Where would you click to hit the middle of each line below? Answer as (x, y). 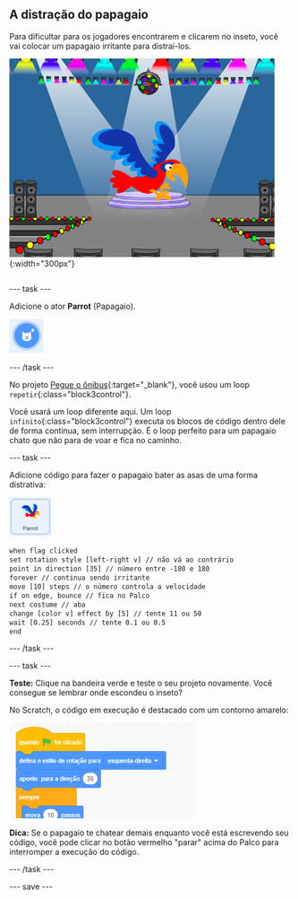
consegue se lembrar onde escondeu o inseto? (96, 692)
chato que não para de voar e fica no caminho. (95, 440)
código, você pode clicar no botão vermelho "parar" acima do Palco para (144, 842)
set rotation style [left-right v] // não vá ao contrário (122, 560)
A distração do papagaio (79, 15)
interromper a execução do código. (74, 851)
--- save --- (31, 886)
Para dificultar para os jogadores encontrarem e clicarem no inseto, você (144, 36)
